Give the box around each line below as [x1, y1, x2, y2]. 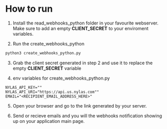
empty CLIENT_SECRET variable [12, 65, 82, 71]
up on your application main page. [12, 118, 85, 124]
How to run [5, 3, 53, 15]
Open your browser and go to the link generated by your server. [12, 102, 147, 109]
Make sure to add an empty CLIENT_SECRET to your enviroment [12, 25, 149, 31]
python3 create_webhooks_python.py [5, 50, 81, 56]
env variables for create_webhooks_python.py [12, 75, 110, 81]
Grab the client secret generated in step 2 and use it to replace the [12, 60, 153, 66]
